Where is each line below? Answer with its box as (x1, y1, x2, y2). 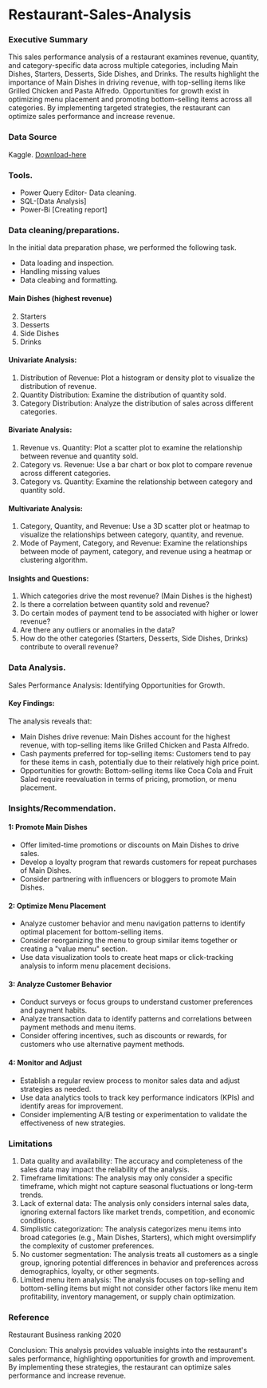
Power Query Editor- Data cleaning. (19, 188, 137, 197)
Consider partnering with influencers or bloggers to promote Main (19, 874, 237, 884)
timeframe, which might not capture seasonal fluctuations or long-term (19, 1181, 253, 1191)
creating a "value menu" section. (19, 944, 128, 954)
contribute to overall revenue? (19, 642, 119, 652)
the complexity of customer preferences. (19, 1240, 155, 1251)
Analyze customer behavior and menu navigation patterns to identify (19, 918, 245, 928)
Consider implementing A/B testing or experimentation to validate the (19, 1109, 248, 1119)
